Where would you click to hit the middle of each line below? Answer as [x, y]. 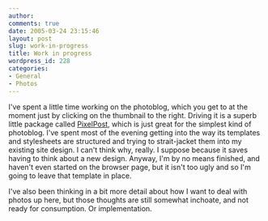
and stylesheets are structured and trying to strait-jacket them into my [125, 141]
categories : [28, 69]
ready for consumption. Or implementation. [80, 208]
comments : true [34, 23]
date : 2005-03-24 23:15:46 [54, 31]
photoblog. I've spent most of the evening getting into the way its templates [134, 132]
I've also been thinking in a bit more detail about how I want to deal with [128, 191]
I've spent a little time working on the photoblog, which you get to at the [128, 107]
